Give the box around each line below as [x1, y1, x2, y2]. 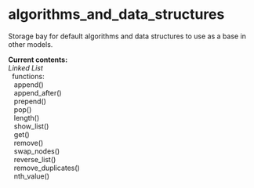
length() [13, 113, 40, 122]
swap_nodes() [13, 146, 60, 156]
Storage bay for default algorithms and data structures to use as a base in [8, 31, 247, 41]
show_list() [13, 121, 49, 131]
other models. [8, 39, 53, 49]
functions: [11, 71, 45, 81]
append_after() [13, 88, 62, 97]
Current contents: [8, 55, 68, 64]
